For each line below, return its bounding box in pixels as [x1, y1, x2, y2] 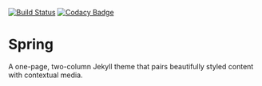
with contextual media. [8, 70, 83, 80]
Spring [8, 36, 54, 53]
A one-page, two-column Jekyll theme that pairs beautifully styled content [8, 61, 254, 71]
